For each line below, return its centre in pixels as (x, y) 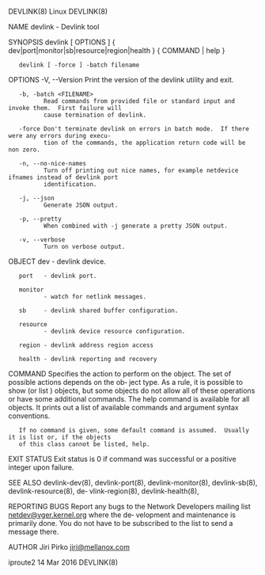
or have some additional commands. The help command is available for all (129, 399)
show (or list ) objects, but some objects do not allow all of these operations (132, 390)
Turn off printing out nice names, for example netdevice (141, 170)
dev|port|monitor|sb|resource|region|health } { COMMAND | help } (117, 50)
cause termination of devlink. (95, 115)
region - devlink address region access (86, 345)
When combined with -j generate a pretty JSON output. (135, 226)
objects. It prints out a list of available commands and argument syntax (123, 407)
